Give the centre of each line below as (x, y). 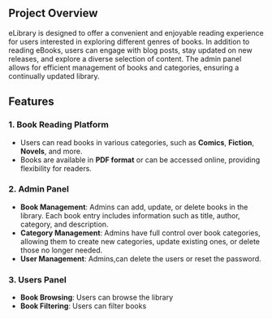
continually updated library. (54, 75)
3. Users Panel (37, 279)
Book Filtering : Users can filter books (83, 306)
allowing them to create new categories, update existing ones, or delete (140, 241)
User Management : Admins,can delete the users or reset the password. (140, 258)
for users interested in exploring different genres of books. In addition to (129, 41)
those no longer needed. (61, 250)
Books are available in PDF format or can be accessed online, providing (140, 159)
